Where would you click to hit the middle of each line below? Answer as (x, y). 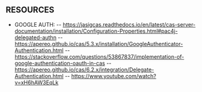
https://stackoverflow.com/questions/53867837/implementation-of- (99, 56)
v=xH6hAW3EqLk (36, 82)
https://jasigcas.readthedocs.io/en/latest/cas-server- (129, 24)
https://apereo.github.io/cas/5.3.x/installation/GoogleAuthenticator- (99, 44)
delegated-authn (35, 37)
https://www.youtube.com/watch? (114, 76)
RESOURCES (30, 10)
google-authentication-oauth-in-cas (60, 63)
